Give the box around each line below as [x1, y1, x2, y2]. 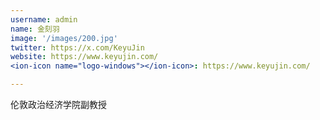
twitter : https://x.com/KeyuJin [10, 42, 145, 53]
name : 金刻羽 [10, 24, 60, 34]
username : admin [10, 14, 78, 25]
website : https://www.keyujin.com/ [10, 52, 159, 62]
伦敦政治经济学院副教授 [10, 99, 107, 110]
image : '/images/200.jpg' [10, 33, 118, 43]
